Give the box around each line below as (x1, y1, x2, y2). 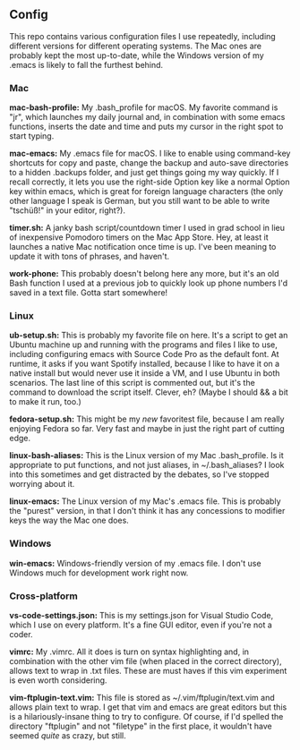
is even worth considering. (9, 675, 107, 686)
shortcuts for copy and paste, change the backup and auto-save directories (9, 158, 289, 168)
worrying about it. (9, 479, 75, 490)
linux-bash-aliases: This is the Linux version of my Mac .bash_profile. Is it (9, 450, 284, 461)
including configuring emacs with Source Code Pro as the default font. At (9, 349, 279, 360)
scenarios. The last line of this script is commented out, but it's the (9, 378, 255, 388)
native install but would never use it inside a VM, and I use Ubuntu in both (9, 368, 280, 379)
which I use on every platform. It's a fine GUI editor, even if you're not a (9, 619, 273, 630)
